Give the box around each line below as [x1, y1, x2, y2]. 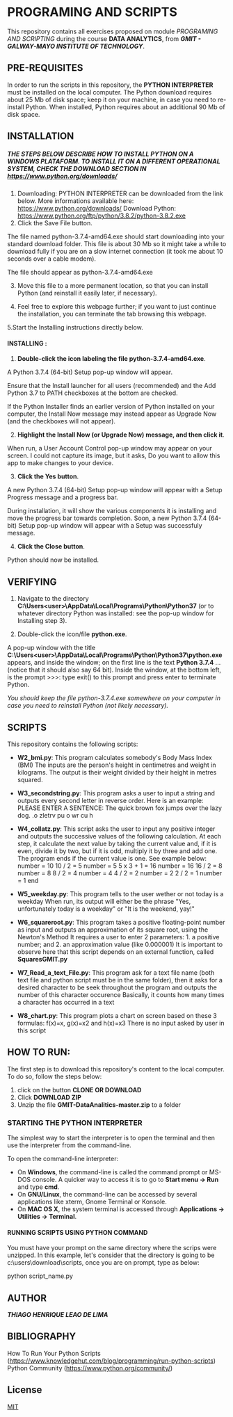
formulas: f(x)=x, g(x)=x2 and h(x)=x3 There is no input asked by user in [17, 1019, 225, 1027]
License [7, 1384, 42, 1396]
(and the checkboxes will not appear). [7, 417, 116, 426]
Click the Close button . [17, 542, 86, 551]
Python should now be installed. [7, 556, 99, 564]
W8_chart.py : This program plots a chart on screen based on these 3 [17, 1011, 217, 1019]
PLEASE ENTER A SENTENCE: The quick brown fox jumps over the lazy [17, 804, 223, 812]
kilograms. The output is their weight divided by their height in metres [17, 768, 217, 776]
